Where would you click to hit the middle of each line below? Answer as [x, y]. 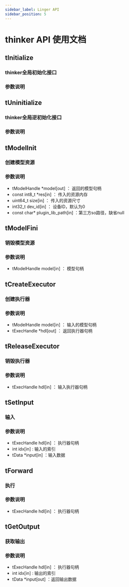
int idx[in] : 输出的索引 [34, 573]
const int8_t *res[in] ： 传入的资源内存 [50, 194]
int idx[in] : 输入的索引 [34, 449]
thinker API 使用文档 [46, 40]
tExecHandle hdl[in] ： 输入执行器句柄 [50, 387]
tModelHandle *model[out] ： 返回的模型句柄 [57, 188]
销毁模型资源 [20, 243]
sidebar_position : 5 [26, 14]
